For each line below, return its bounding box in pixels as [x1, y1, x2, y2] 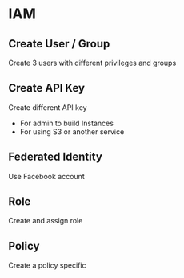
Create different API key [8, 102, 87, 112]
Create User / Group [8, 37, 110, 51]
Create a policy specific [8, 260, 86, 270]
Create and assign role [8, 216, 83, 226]
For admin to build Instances [19, 118, 114, 128]
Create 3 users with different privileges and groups [8, 58, 177, 67]
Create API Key [8, 81, 86, 95]
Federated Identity [8, 150, 102, 164]
